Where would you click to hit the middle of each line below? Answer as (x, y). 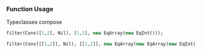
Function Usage (30, 9)
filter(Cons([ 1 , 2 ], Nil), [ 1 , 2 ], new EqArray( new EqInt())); (85, 33)
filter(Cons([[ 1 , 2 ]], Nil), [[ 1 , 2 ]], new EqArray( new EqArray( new (92, 44)
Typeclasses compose (34, 22)
